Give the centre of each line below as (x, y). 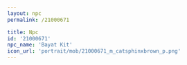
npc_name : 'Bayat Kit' (40, 45)
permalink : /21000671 (38, 20)
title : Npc (23, 32)
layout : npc (24, 13)
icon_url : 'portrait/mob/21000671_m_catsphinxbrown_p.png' (94, 51)
